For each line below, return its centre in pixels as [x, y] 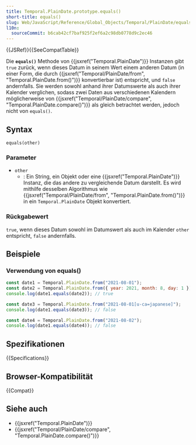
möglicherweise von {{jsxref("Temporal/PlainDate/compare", [79, 99]
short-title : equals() [34, 17]
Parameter [21, 158]
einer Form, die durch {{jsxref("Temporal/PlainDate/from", [76, 74]
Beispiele [23, 254]
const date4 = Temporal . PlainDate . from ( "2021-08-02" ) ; [74, 320]
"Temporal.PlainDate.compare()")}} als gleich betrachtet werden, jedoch [93, 105]
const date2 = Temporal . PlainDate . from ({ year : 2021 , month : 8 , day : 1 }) [99, 288]
